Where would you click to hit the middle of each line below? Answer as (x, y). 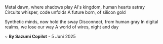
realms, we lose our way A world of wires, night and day (62, 27)
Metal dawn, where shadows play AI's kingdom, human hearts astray (75, 7)
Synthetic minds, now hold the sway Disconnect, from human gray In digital (81, 22)
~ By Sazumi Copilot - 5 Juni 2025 (40, 36)
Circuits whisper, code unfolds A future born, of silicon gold (65, 12)
